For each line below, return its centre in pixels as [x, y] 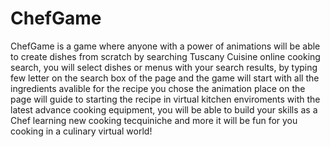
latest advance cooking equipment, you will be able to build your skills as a [164, 109]
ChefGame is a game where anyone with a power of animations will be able [165, 46]
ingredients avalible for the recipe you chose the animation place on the [158, 88]
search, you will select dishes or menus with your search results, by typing [164, 67]
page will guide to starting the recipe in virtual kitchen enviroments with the [165, 99]
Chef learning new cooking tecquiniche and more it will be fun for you [154, 120]
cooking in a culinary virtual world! [81, 131]
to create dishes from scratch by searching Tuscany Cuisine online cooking [165, 56]
